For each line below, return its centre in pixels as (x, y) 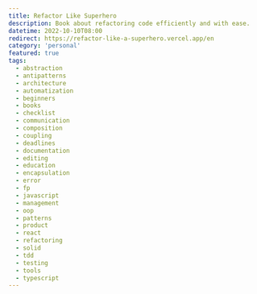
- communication (43, 121)
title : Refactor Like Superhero (62, 16)
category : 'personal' (45, 46)
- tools (29, 271)
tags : (17, 61)
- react (29, 233)
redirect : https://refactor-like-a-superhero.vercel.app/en (112, 38)
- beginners (36, 98)
